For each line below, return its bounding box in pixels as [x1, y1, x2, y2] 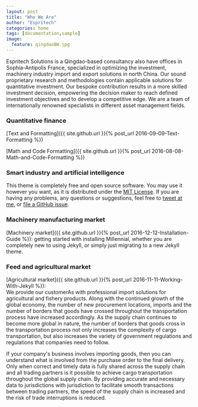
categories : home [6, 25, 49, 31]
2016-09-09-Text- [135, 130, 180, 137]
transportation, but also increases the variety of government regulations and [6, 333, 192, 340]
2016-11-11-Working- [132, 276, 183, 284]
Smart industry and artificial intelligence [6, 169, 125, 177]
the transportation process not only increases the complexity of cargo [6, 326, 177, 334]
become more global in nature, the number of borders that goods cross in [6, 320, 186, 327]
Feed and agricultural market [6, 262, 91, 271]
